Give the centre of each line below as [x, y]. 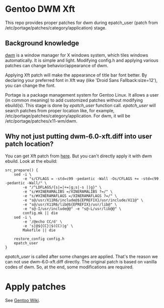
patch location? [29, 144]
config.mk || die [40, 213]
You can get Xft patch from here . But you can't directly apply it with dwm [79, 156]
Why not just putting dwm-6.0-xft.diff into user [79, 137]
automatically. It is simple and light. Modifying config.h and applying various [82, 60]
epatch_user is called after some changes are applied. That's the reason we [82, 257]
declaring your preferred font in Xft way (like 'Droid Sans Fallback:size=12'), [81, 80]
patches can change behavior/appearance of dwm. [57, 65]
